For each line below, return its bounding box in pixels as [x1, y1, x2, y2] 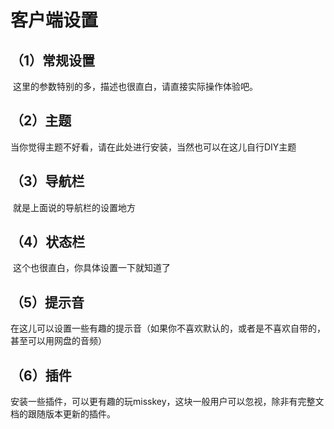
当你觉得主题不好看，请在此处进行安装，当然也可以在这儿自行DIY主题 [10, 141, 297, 153]
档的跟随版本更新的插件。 [10, 408, 116, 420]
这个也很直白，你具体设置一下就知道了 [12, 262, 171, 274]
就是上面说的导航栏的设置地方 [12, 201, 136, 213]
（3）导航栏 [10, 173, 85, 190]
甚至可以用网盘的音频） [10, 335, 107, 347]
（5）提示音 [10, 294, 85, 311]
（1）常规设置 [10, 52, 96, 69]
